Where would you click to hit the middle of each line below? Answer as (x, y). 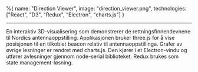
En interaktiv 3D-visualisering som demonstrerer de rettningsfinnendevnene (98, 31)
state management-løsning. (39, 63)
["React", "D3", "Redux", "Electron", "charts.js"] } (65, 15)
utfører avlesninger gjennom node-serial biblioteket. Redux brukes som (92, 56)
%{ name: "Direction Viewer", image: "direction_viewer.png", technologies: (96, 8)
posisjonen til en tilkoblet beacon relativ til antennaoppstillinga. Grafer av (94, 44)
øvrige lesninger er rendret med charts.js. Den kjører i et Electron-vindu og (97, 50)
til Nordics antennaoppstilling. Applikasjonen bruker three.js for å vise (90, 38)
